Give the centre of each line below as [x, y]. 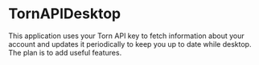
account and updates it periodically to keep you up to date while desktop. [130, 44]
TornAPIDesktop [65, 14]
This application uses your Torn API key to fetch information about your [126, 36]
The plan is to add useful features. [65, 52]
